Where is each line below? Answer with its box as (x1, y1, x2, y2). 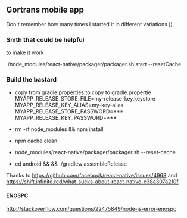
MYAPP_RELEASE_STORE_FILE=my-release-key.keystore (14, 95, 156, 102)
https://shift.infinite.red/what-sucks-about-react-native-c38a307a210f (6, 178, 179, 185)
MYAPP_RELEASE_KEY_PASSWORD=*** (14, 114, 117, 122)
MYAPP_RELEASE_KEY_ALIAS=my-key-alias (14, 101, 124, 109)
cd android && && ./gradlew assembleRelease (14, 160, 127, 167)
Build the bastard (6, 76, 57, 84)
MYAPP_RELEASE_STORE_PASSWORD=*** (14, 108, 124, 115)
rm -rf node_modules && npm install (14, 126, 104, 133)
